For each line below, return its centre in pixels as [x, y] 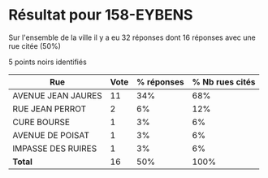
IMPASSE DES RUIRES [55, 148]
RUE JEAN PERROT [50, 109]
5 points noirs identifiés [48, 62]
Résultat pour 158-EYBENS [101, 15]
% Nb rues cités [224, 81]
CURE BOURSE [41, 122]
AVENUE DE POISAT [51, 135]
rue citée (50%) [35, 46]
